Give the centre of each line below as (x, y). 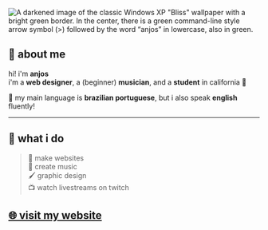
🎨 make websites (56, 158)
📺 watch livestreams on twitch (78, 187)
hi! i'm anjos (29, 73)
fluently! (22, 106)
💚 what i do (36, 139)
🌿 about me (37, 55)
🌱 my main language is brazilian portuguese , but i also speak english (123, 97)
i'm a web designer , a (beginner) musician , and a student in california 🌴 (128, 82)
